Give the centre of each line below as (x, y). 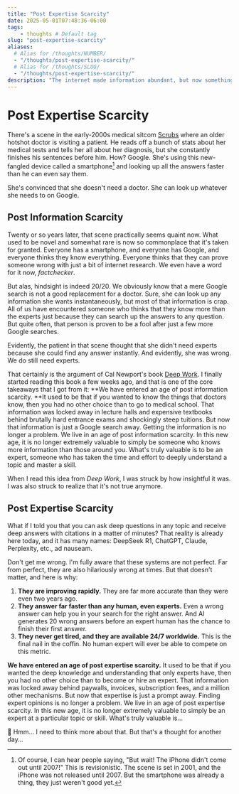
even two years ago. (48, 599)
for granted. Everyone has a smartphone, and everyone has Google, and (113, 250)
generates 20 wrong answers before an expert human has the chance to (124, 621)
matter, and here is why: (43, 577)
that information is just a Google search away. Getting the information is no (117, 426)
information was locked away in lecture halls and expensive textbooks (110, 412)
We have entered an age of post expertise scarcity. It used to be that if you (119, 665)
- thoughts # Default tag (59, 34)
